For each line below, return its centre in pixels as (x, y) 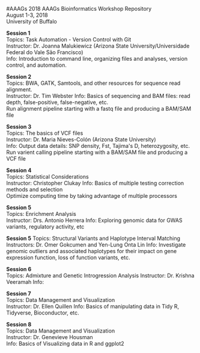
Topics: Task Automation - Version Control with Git (69, 39)
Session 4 (19, 170)
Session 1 (18, 33)
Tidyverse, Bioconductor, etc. (43, 313)
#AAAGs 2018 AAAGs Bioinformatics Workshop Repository (79, 9)
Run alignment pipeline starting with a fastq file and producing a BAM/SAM (99, 109)
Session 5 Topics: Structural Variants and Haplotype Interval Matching (93, 238)
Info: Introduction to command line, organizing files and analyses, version (97, 59)
